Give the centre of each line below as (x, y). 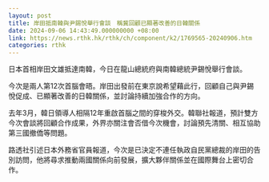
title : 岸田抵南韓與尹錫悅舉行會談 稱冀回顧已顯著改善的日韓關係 (104, 23)
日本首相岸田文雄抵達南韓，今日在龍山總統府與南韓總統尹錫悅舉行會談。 (127, 69)
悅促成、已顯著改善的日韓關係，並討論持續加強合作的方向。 (106, 96)
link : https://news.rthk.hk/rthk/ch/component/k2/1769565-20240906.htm (130, 38)
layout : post (30, 16)
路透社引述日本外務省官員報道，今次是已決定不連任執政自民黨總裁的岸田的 (131, 150)
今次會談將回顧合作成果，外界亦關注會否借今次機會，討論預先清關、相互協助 (134, 123)
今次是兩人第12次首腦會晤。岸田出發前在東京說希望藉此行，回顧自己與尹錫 (131, 86)
